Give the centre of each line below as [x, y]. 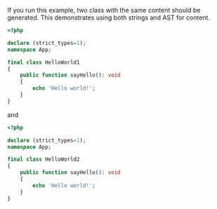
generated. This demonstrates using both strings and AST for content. [109, 18]
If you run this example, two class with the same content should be [104, 10]
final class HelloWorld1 [44, 62]
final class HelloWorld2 [44, 160]
